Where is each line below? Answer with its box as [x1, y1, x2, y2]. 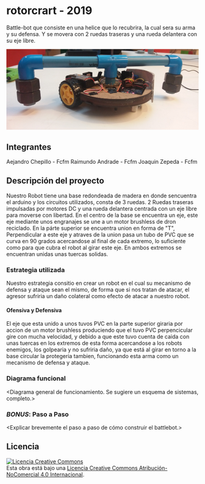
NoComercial [6, 471, 40, 478]
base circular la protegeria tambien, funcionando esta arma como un [6, 353, 179, 360]
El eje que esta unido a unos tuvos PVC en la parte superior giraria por [6, 320, 183, 328]
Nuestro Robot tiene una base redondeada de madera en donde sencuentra [6, 192, 197, 199]
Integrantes [6, 142, 52, 152]
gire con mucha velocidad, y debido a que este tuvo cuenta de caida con [6, 333, 190, 340]
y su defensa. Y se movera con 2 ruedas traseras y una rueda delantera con [6, 30, 197, 37]
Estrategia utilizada [6, 265, 65, 274]
